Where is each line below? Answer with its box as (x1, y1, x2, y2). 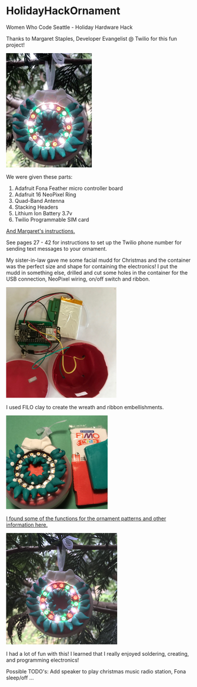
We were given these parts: (6, 173, 73, 180)
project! (6, 41, 25, 48)
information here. (6, 521, 48, 528)
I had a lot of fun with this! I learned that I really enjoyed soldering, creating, (6, 650, 189, 657)
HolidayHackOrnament (6, 4, 121, 18)
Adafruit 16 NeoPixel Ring (14, 190, 76, 198)
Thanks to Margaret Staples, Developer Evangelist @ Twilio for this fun (6, 35, 178, 42)
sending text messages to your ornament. (6, 245, 108, 252)
